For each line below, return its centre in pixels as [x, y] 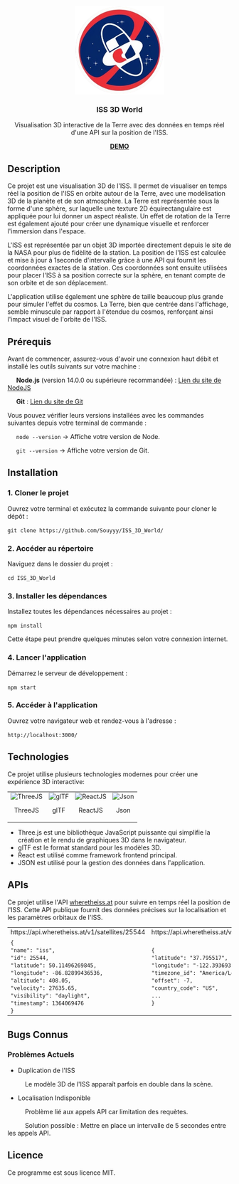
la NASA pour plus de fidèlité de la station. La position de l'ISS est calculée [117, 253]
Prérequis [30, 342]
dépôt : [18, 516]
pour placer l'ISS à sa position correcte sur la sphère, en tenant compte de [116, 275]
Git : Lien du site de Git [49, 401]
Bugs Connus [38, 1034]
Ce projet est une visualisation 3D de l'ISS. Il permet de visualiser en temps [117, 186]
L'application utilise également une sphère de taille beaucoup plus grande [116, 297]
